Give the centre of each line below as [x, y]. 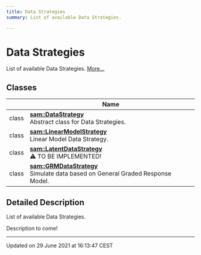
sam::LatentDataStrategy [66, 149]
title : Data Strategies [36, 12]
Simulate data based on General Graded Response [100, 174]
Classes [22, 87]
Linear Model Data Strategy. [69, 139]
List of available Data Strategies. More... [55, 69]
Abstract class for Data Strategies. [78, 122]
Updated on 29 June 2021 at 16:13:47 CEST [60, 245]
